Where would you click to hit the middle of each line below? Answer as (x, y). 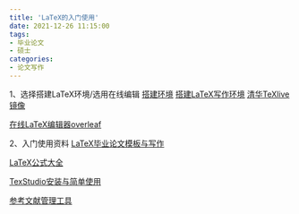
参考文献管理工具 (41, 200)
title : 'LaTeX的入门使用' (54, 17)
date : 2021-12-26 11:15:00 (60, 26)
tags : (19, 34)
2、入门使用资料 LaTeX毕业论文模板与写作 (87, 143)
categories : (31, 59)
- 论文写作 (27, 68)
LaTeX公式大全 (37, 162)
